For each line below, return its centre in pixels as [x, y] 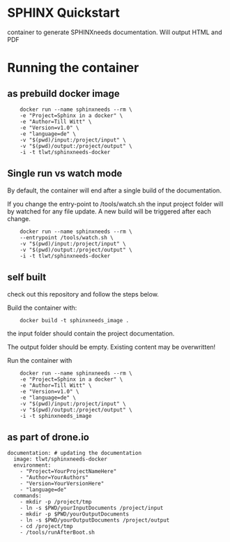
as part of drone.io [48, 437]
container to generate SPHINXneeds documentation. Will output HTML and [115, 32]
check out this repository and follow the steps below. [83, 294]
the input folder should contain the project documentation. [91, 333]
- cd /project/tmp [46, 527]
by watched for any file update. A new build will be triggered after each [109, 211]
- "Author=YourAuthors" [54, 478]
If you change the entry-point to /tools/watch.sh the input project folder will [115, 204]
